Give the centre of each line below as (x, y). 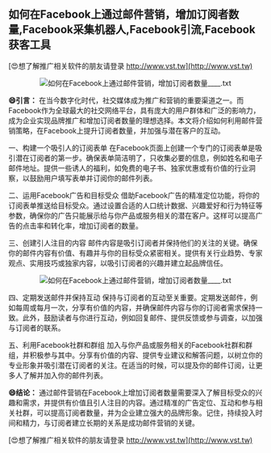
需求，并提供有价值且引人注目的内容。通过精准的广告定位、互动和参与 (139, 402)
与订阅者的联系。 (37, 328)
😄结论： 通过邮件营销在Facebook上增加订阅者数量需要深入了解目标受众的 (132, 392)
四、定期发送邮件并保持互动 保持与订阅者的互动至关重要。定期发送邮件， (129, 297)
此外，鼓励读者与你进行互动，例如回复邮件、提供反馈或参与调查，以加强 (142, 317)
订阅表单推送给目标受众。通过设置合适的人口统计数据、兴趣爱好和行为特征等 (135, 205)
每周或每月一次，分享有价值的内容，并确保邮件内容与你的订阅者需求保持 (135, 307)
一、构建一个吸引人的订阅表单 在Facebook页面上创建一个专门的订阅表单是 (132, 147)
